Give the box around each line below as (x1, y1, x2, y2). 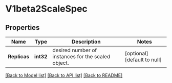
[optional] (124, 50, 148, 57)
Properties (5, 23, 40, 32)
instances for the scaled (52, 53, 111, 60)
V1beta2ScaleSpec (5, 3, 88, 15)
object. (52, 59, 69, 66)
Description (71, 38, 101, 45)
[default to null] (124, 56, 162, 63)
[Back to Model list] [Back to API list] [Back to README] (5, 72, 123, 78)
